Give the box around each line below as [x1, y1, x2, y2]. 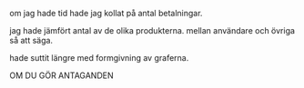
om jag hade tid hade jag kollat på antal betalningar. [9, 8, 203, 18]
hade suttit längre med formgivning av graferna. [9, 53, 189, 63]
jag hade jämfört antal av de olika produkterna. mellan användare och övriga [9, 25, 296, 35]
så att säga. [9, 35, 53, 45]
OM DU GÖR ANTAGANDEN [9, 70, 114, 81]
